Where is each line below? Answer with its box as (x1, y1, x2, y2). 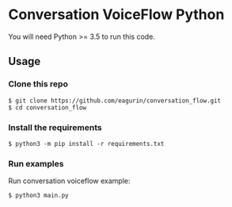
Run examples (8, 158, 64, 169)
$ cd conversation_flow (8, 103, 87, 112)
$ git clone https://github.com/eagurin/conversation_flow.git (8, 97, 222, 105)
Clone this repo (8, 79, 69, 90)
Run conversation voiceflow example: (8, 176, 131, 186)
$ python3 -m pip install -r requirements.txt (8, 140, 165, 148)
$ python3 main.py (8, 192, 69, 200)
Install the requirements (8, 121, 102, 132)
